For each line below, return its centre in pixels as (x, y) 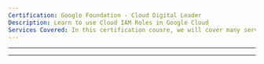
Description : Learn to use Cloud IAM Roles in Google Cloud (109, 23)
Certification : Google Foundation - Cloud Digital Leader (105, 15)
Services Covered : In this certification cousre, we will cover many (125, 30)
